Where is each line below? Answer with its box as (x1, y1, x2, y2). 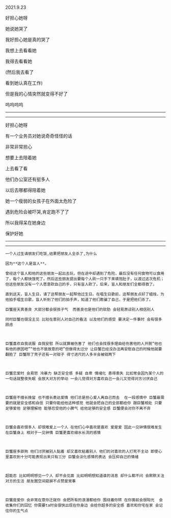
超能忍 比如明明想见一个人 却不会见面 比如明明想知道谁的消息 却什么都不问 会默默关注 (5, 473, 164, 478)
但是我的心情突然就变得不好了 (5, 91, 68, 96)
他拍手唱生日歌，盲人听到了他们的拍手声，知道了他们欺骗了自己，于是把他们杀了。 (5, 297, 153, 302)
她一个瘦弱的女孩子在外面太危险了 (5, 198, 77, 204)
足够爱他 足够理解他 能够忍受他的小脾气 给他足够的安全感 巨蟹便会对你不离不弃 (5, 406, 151, 411)
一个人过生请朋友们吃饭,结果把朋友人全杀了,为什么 (5, 251, 97, 256)
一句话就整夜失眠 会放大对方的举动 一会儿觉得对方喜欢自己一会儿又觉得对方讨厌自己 (5, 376, 158, 381)
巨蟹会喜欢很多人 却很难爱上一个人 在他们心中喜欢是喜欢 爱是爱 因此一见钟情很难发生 (5, 425, 162, 430)
